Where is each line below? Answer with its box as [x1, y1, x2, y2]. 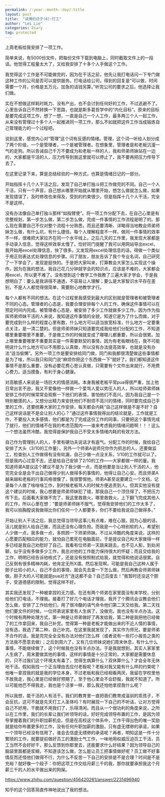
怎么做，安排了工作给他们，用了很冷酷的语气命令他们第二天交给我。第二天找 [5, 602, 160, 607]
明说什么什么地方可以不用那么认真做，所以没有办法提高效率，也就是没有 [5, 344, 151, 350]
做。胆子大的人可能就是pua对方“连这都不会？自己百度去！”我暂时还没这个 [5, 573, 155, 579]
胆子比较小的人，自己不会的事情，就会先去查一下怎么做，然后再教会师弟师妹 [5, 567, 160, 572]
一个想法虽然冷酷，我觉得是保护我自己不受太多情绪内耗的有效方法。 [5, 429, 143, 434]
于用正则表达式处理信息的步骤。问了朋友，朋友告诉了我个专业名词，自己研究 [5, 254, 160, 259]
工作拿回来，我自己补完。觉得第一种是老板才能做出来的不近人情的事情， [13, 620, 160, 626]
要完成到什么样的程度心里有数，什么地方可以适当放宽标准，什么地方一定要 [5, 319, 156, 325]
